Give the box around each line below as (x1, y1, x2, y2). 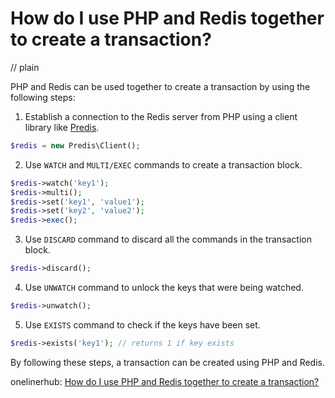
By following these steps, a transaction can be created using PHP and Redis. (10, 356, 326, 368)
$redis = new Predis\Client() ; (10, 140, 141, 151)
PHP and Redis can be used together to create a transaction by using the (10, 80, 311, 92)
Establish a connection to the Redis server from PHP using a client (24, 110, 298, 122)
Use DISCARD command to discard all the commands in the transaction (24, 233, 312, 246)
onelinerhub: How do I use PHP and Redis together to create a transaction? (10, 375, 320, 387)
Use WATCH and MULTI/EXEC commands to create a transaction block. (24, 158, 303, 171)
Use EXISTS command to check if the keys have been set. (24, 318, 261, 331)
